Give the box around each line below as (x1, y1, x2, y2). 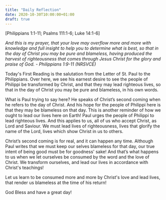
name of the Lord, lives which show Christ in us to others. (5, 128, 124, 134)
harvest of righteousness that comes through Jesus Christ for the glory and (5, 56, 161, 62)
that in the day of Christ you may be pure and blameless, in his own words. (5, 87, 159, 93)
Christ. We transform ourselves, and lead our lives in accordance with (5, 159, 149, 165)
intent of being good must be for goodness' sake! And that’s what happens (5, 148, 159, 155)
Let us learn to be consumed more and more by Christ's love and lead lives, (5, 174, 161, 180)
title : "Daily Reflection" (5, 7, 61, 12)
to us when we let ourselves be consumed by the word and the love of (5, 154, 150, 160)
